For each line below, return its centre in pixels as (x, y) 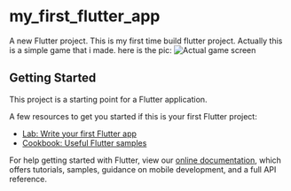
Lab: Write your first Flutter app (79, 134)
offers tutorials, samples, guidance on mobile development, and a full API (143, 169)
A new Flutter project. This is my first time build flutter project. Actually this (146, 41)
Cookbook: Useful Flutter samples (84, 142)
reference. (28, 179)
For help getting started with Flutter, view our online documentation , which (145, 160)
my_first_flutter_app (85, 16)
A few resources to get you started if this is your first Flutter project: (133, 116)
